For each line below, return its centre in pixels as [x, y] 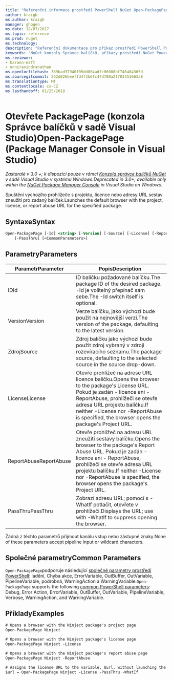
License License [27, 398]
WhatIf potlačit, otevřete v [107, 504]
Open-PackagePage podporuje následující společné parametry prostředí [78, 570]
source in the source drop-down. [116, 364]
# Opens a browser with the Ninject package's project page [71, 625]
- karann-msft [20, 62]
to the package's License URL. [113, 386]
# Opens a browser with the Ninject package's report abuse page [76, 653]
